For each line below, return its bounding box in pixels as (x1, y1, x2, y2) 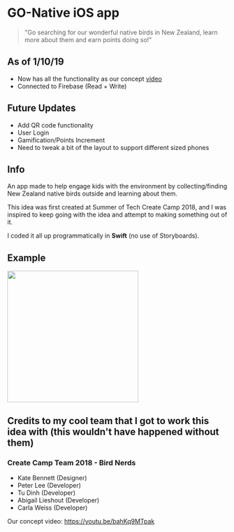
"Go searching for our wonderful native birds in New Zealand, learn (24, 28, 218, 36)
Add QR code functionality (17, 121, 94, 129)
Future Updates (7, 102, 76, 114)
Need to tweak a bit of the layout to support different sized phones (17, 143, 210, 151)
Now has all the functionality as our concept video (17, 74, 162, 83)
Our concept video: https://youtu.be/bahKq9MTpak (7, 517, 155, 525)
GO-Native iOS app (7, 5, 120, 21)
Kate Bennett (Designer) (17, 473, 87, 482)
